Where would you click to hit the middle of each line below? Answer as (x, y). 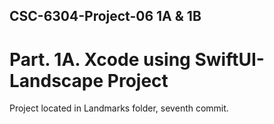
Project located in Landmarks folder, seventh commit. (119, 108)
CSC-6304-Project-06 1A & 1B (105, 16)
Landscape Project (89, 80)
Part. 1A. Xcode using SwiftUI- (137, 59)
